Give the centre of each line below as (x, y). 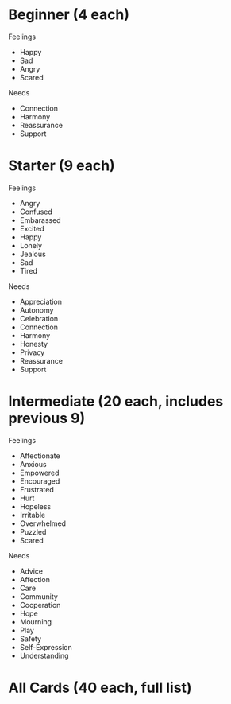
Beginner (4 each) (69, 15)
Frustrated (37, 489)
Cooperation (40, 605)
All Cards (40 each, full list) (100, 688)
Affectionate (40, 456)
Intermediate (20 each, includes (116, 401)
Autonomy (37, 310)
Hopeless (35, 506)
